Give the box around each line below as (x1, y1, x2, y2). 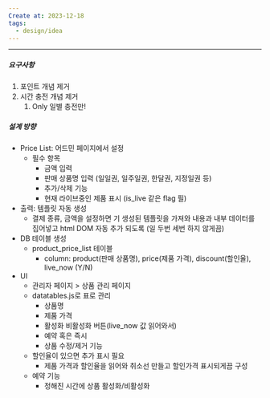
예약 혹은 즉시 (43, 331, 88, 341)
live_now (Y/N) (43, 262, 93, 273)
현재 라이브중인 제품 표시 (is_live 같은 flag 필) (43, 193, 187, 203)
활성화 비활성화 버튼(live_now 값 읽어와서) (43, 321, 177, 331)
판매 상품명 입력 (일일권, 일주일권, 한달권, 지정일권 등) (43, 173, 212, 183)
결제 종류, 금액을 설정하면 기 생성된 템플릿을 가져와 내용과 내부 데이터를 (31, 213, 256, 223)
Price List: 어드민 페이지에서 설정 (19, 144, 125, 153)
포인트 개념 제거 (19, 82, 70, 91)
